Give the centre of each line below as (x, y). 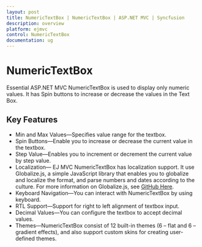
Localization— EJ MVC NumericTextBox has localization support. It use (105, 167)
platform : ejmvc (27, 29)
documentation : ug (30, 40)
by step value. (33, 160)
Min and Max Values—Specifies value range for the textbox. (91, 135)
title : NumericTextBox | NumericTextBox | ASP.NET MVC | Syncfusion (95, 18)
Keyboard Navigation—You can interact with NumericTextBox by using (104, 193)
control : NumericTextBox (38, 35)
